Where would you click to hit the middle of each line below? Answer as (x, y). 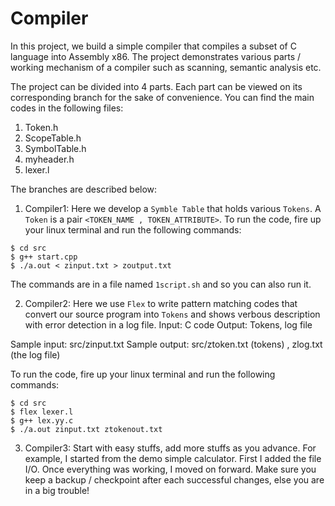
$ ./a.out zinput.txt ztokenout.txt (86, 429)
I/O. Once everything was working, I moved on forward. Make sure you (170, 469)
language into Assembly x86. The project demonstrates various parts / (156, 56)
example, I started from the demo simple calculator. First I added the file (173, 458)
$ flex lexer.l (42, 412)
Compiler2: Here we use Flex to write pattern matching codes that (161, 303)
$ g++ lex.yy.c (42, 420)
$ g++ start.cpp (44, 257)
